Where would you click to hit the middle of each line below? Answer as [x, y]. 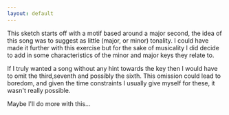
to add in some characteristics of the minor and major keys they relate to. [111, 55]
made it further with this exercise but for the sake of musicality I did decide [113, 48]
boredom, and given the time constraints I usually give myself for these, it [111, 83]
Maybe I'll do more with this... [49, 103]
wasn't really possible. [39, 90]
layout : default [30, 13]
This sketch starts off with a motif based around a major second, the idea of [115, 33]
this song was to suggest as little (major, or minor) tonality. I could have [108, 40]
